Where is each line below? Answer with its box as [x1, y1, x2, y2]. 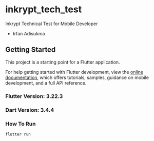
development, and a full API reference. [5, 79, 87, 86]
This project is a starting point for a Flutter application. [5, 59, 120, 65]
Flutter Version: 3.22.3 [5, 92, 63, 99]
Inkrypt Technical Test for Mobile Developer [5, 21, 98, 27]
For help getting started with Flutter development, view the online [5, 69, 144, 75]
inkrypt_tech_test [5, 4, 82, 15]
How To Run [5, 120, 36, 127]
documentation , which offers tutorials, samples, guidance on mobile [5, 74, 149, 80]
